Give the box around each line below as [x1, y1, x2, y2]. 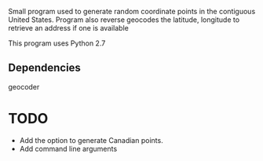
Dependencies [8, 61, 81, 75]
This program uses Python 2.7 [8, 38, 106, 48]
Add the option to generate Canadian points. [19, 135, 163, 145]
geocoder [8, 82, 40, 91]
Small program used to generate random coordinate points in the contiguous [8, 7, 256, 16]
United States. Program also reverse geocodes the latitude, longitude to [8, 15, 240, 24]
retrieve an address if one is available [8, 24, 130, 32]
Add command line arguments [19, 144, 118, 153]
